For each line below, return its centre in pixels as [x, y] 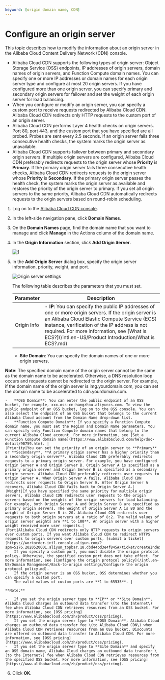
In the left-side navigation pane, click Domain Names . [67, 218]
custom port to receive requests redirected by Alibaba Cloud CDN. [79, 110]
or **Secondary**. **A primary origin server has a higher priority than [82, 452]
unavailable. [24, 147]
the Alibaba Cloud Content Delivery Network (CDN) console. [66, 53]
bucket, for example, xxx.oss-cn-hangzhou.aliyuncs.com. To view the [78, 405]
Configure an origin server [60, 34]
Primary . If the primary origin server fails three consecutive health [79, 167]
